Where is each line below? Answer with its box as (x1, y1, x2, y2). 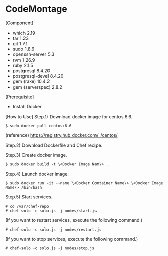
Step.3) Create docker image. (5, 152, 67, 158)
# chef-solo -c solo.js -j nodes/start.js (5, 208, 97, 213)
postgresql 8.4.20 (12, 67, 51, 74)
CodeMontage (5, 3, 67, 15)
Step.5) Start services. (5, 194, 53, 200)
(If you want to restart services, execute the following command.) (5, 217, 143, 223)
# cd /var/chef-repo (5, 204, 50, 209)
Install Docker (12, 103, 42, 109)
